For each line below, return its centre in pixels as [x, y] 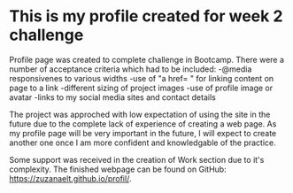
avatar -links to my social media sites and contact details [113, 97]
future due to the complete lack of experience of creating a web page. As [143, 124]
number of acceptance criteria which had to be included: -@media [131, 69]
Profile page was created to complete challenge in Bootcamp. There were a [147, 59]
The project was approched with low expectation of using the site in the [140, 114]
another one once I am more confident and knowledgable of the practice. [143, 143]
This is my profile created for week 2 [146, 16]
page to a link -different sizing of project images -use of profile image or [141, 88]
